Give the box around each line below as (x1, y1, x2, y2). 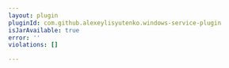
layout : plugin (8, 11, 59, 20)
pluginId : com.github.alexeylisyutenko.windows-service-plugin (8, 19, 222, 27)
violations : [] (8, 41, 59, 49)
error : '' (8, 33, 41, 42)
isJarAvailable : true (8, 26, 80, 34)
